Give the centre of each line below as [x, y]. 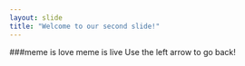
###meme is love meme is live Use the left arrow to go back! [122, 52]
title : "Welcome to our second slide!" [85, 26]
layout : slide [36, 18]
